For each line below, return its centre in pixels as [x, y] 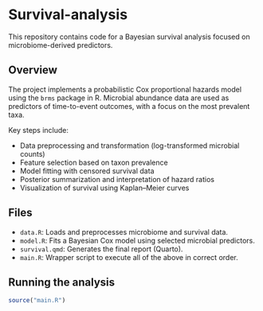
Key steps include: [39, 130]
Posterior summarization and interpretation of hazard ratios [117, 179]
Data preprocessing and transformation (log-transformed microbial [130, 146]
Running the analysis [62, 282]
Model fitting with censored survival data [87, 171]
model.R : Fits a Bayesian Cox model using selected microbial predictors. [137, 240]
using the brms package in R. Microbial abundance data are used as [119, 98]
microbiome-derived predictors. [61, 45]
